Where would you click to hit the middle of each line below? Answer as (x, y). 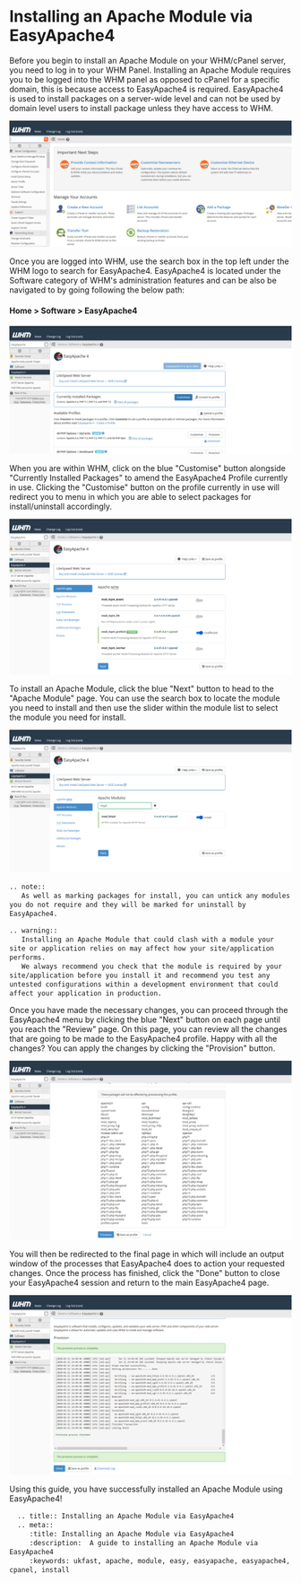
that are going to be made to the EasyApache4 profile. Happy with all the (143, 1039)
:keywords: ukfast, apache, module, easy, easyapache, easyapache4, (160, 1561)
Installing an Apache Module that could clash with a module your (148, 940)
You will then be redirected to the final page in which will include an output (147, 1254)
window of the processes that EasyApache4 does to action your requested (147, 1264)
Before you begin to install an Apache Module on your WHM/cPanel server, (148, 60)
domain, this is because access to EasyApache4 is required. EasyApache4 (146, 89)
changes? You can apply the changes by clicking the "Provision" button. (142, 1048)
